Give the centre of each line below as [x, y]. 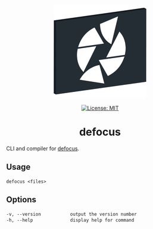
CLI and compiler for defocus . [43, 148]
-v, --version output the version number [71, 214]
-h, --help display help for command [70, 220]
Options [21, 200]
